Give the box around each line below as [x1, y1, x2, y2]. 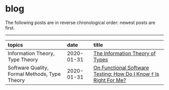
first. [5, 24, 15, 30]
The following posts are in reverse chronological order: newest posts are [5, 19, 155, 25]
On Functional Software [93, 64, 149, 71]
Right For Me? [93, 76, 127, 83]
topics [8, 41, 24, 48]
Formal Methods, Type [8, 70, 61, 77]
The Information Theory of [93, 49, 156, 56]
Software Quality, [8, 64, 49, 71]
